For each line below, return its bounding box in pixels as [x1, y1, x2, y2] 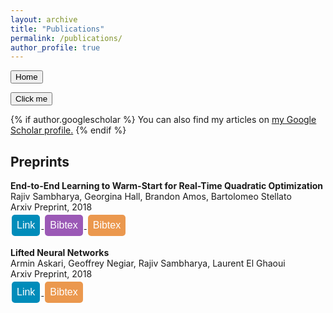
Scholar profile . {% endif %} [10, 124, 127, 136]
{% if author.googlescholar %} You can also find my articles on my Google [10, 114, 317, 126]
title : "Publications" [10, 24, 105, 34]
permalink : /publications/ [10, 33, 123, 43]
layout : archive [10, 14, 78, 25]
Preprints [10, 153, 70, 170]
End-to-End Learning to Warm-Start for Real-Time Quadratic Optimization [10, 180, 324, 192]
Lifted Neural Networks [10, 247, 110, 259]
